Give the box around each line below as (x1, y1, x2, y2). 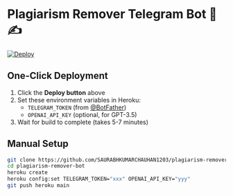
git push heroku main (7, 182, 70, 189)
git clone (7, 156, 36, 163)
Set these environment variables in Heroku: (17, 96, 141, 104)
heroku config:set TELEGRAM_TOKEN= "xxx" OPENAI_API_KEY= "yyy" (7, 176, 191, 183)
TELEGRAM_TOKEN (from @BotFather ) (27, 103, 127, 112)
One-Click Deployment (7, 70, 109, 82)
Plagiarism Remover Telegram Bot (7, 6, 207, 22)
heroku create (7, 169, 49, 176)
